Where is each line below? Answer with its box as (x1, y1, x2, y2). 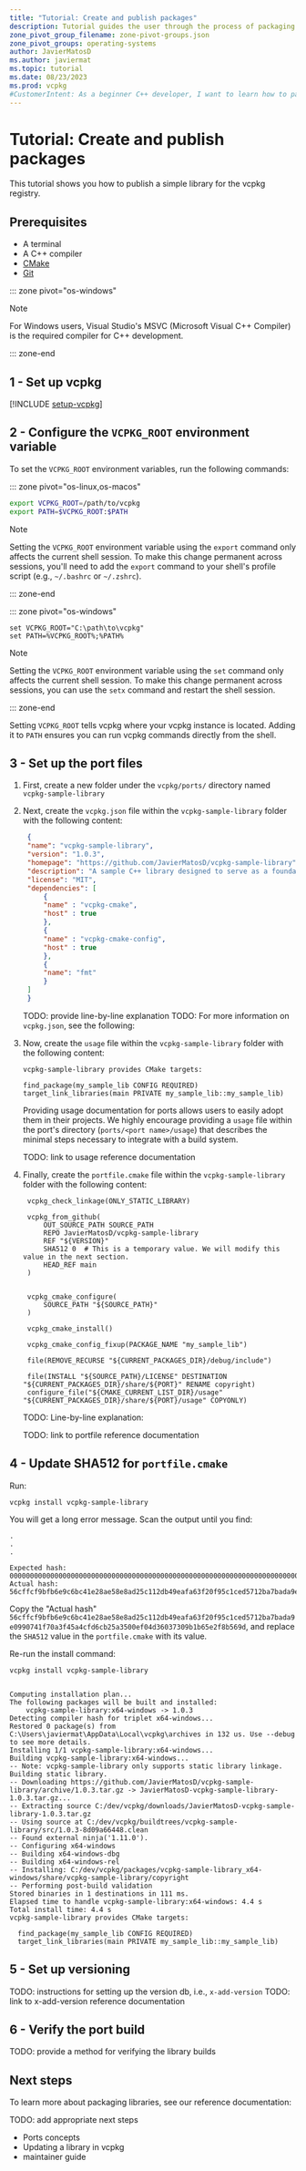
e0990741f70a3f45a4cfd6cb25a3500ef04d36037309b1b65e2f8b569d (9, 1622, 247, 1631)
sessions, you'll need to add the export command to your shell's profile (9, 561, 276, 571)
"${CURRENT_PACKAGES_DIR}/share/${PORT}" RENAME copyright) (22, 1380, 256, 1389)
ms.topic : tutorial (9, 65, 84, 74)
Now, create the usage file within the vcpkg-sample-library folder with (22, 1037, 284, 1048)
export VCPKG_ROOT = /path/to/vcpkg (9, 499, 141, 508)
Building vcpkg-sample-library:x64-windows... (9, 1754, 189, 1763)
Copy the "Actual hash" (9, 1603, 97, 1614)
